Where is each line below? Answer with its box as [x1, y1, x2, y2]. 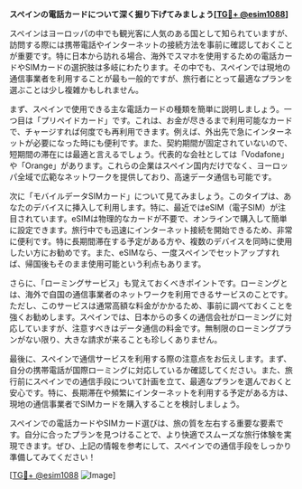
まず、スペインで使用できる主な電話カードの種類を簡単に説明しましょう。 [9, 104, 284, 114]
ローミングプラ [235, 323, 292, 334]
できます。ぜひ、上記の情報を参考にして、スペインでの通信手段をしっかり [16, 440, 292, 451]
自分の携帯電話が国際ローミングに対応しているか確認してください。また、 [9, 365, 286, 375]
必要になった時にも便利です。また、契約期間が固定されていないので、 [32, 137, 293, 148]
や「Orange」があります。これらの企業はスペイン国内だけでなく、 [9, 160, 257, 171]
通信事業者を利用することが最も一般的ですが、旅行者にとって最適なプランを [9, 73, 293, 84]
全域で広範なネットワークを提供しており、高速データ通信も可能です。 [16, 172, 277, 182]
